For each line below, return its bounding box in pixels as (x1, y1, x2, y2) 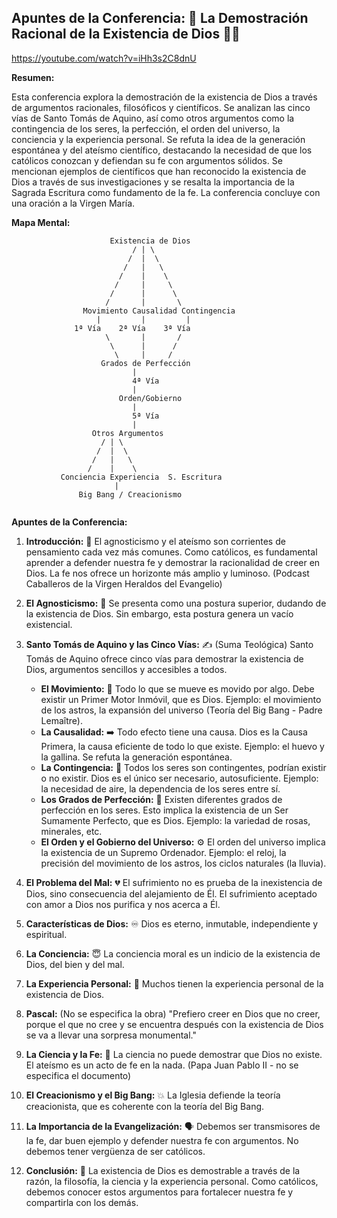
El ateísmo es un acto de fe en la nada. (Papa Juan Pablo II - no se (25, 1059, 299, 1071)
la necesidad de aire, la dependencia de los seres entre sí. (40, 782, 281, 795)
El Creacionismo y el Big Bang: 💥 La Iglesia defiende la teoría (25, 1089, 281, 1101)
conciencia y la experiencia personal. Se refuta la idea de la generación (11, 133, 306, 145)
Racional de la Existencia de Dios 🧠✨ (11, 26, 241, 43)
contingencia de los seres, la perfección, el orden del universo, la (11, 122, 281, 135)
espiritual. (25, 928, 68, 940)
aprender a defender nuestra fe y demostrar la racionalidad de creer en (25, 556, 321, 568)
